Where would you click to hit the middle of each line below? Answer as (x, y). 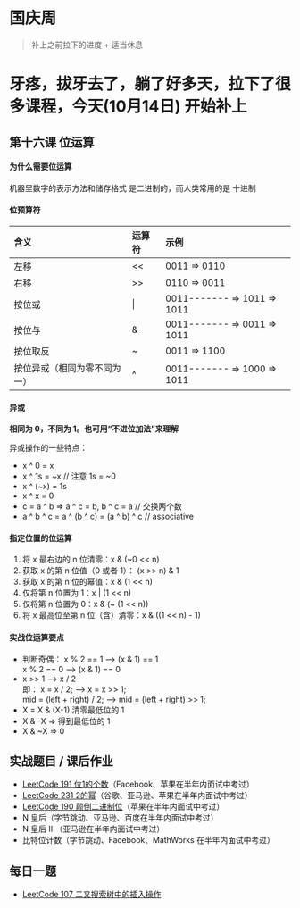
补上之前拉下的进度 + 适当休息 (87, 45)
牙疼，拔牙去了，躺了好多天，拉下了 (142, 84)
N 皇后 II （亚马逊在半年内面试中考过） (93, 829)
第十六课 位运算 (52, 142)
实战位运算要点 (37, 637)
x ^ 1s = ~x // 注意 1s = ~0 (69, 476)
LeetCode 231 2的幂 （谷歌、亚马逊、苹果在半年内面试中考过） (137, 796)
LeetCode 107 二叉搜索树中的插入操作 (92, 895)
